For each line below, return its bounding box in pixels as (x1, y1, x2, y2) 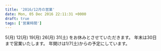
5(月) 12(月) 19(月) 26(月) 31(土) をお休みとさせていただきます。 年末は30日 (5, 34, 157, 40)
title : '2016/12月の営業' (5, 7, 55, 12)
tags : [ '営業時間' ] (5, 20, 42, 26)
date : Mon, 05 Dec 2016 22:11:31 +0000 (5, 12, 87, 17)
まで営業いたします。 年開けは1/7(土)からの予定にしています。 (5, 41, 130, 47)
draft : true (5, 16, 29, 21)
